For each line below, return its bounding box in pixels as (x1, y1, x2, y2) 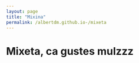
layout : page (6, 8, 38, 15)
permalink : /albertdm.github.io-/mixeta (6, 19, 107, 25)
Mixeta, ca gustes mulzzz (6, 44, 134, 58)
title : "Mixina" (6, 14, 46, 20)
